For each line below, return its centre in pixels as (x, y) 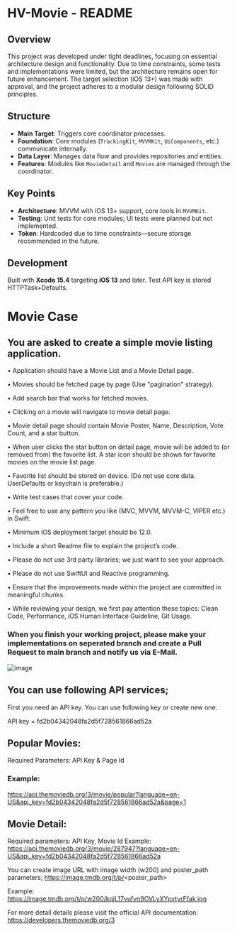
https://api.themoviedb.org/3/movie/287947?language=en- (94, 849)
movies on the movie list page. (52, 462)
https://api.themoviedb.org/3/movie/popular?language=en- (94, 794)
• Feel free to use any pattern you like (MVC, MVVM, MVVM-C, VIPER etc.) (116, 511)
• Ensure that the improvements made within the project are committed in (114, 587)
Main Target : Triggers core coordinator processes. (92, 134)
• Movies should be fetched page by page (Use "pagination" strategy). (110, 384)
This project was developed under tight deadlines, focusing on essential (112, 56)
